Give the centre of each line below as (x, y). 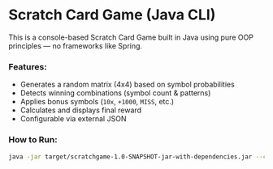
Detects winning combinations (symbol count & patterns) (115, 93)
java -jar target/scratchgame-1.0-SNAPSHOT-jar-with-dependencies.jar (130, 156)
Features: (28, 66)
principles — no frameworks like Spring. (76, 45)
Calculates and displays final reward (81, 110)
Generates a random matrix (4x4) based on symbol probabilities (128, 84)
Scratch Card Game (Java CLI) (112, 15)
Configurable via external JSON (73, 119)
